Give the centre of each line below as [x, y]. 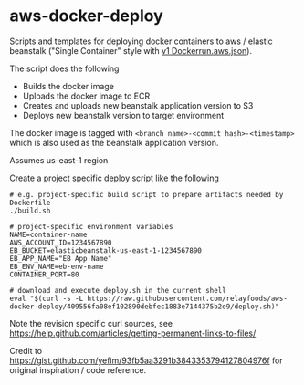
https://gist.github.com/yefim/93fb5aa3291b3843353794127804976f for [146, 360]
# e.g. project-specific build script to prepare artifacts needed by [147, 194]
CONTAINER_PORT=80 [44, 275]
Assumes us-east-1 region [59, 160]
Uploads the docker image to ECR [86, 96]
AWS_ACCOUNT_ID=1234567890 [61, 243]
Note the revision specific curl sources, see [91, 323]
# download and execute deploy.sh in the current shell [118, 290]
